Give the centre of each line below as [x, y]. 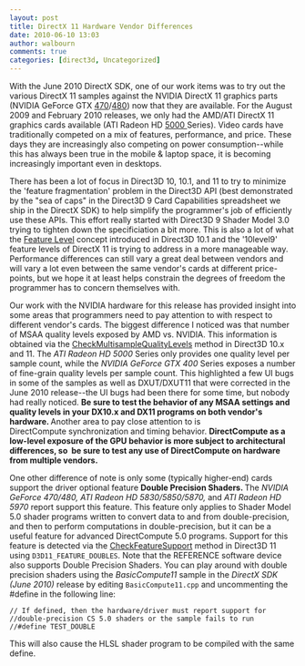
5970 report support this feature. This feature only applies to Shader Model [150, 507]
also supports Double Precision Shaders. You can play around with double [148, 565]
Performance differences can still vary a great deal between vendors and [147, 259]
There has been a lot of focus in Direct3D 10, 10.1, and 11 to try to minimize [148, 181]
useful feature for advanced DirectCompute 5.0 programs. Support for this [149, 536]
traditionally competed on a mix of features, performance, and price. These [151, 134]
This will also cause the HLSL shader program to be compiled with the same [152, 644]
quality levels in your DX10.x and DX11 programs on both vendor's [136, 412]
